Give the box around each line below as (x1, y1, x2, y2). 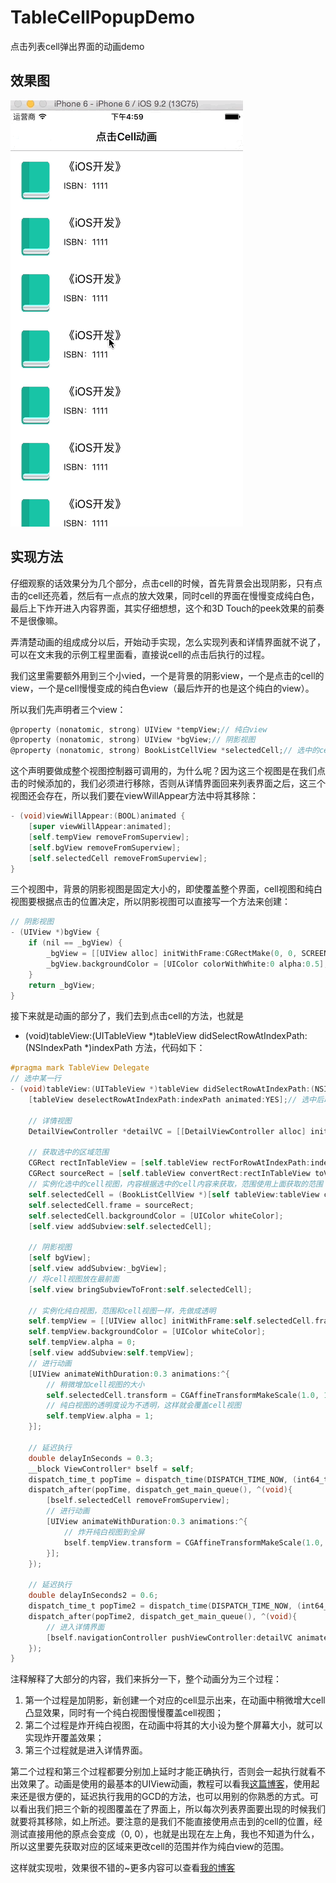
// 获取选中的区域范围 (28, 1147, 110, 1158)
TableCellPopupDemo (10, 6, 195, 29)
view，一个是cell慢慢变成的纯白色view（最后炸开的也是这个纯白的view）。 (10, 682, 315, 694)
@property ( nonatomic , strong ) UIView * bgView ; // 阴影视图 (10, 735, 256, 745)
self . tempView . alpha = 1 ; (46, 1411, 155, 1421)
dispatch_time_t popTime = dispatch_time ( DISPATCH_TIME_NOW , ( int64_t (28, 1474, 329, 1485)
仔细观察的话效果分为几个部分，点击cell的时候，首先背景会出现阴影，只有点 (10, 577, 323, 589)
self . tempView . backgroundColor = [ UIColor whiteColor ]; (28, 1327, 267, 1337)
